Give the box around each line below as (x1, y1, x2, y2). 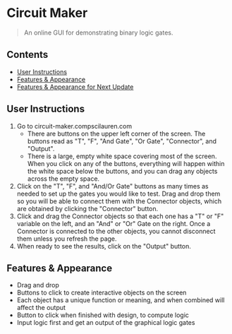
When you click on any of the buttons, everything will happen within (27, 159, 225, 167)
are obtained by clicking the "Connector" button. (16, 204, 159, 213)
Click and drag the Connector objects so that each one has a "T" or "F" (16, 212, 224, 220)
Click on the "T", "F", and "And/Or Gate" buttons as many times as (16, 181, 209, 190)
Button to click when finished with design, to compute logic (16, 311, 190, 319)
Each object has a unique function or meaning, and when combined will (16, 296, 225, 304)
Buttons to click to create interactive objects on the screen (16, 288, 187, 297)
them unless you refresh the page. (16, 234, 117, 243)
